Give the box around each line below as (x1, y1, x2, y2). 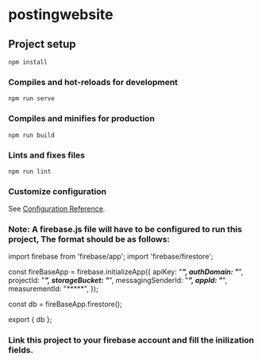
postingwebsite (8, 6, 114, 24)
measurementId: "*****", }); (8, 284, 99, 293)
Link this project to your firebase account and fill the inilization (8, 335, 255, 346)
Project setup (8, 37, 77, 51)
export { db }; (8, 315, 52, 324)
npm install (8, 58, 48, 66)
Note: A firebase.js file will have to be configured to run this (8, 224, 242, 235)
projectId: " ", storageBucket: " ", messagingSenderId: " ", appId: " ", (8, 276, 228, 285)
